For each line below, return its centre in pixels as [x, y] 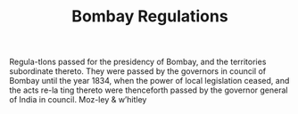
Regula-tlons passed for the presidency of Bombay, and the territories [138, 62]
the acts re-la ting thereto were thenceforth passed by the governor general [149, 90]
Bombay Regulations [150, 16]
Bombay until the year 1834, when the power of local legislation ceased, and [149, 81]
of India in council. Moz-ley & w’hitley [78, 100]
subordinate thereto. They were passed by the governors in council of [137, 71]
